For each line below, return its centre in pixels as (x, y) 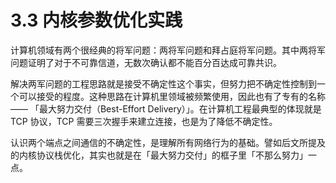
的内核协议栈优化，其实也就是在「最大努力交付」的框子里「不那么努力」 (159, 155)
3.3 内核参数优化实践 (96, 20)
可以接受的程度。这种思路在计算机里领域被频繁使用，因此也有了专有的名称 (172, 96)
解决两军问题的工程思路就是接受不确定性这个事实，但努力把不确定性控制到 (163, 83)
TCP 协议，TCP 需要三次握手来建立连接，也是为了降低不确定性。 (144, 121)
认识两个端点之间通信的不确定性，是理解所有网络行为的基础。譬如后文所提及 (168, 142)
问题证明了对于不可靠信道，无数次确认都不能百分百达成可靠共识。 (146, 62)
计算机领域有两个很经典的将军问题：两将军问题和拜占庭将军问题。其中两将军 (168, 50)
